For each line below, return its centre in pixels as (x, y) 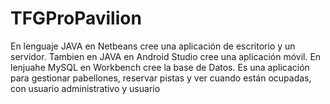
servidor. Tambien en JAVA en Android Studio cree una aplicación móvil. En (166, 56)
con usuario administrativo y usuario (85, 88)
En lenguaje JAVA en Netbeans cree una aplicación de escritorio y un (153, 46)
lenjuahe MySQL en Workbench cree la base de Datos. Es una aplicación (160, 67)
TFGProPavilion (76, 18)
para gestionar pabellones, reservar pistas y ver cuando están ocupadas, (161, 78)
